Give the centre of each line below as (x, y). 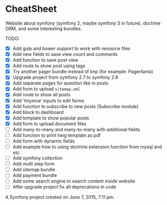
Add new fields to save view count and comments (65, 54)
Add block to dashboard (38, 112)
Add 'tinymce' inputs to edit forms (48, 100)
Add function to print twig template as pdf (57, 135)
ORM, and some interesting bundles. (44, 28)
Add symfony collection (38, 158)
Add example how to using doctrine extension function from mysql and (87, 147)
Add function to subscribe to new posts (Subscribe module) (76, 106)
